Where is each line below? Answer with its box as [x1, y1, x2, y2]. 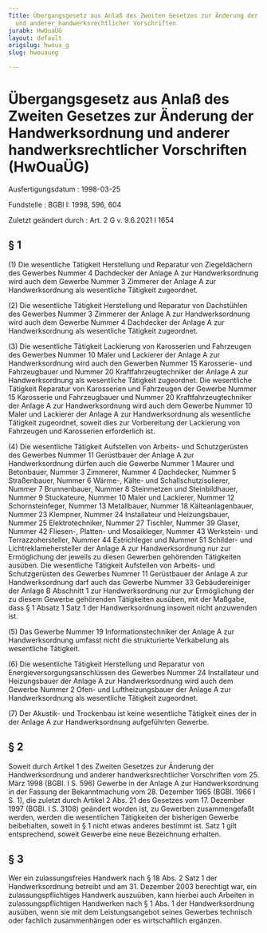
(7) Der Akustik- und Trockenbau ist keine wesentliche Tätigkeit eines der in [8, 708, 257, 718]
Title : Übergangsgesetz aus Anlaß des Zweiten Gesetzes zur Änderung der [8, 11, 259, 20]
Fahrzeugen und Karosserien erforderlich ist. [8, 426, 155, 436]
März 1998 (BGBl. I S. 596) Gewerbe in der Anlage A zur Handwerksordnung [8, 778, 259, 788]
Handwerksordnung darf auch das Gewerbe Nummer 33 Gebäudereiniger [8, 577, 251, 587]
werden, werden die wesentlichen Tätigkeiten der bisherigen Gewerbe [8, 812, 239, 822]
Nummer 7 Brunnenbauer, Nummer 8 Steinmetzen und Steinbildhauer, [8, 484, 238, 493]
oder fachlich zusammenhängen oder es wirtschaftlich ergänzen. [8, 915, 222, 926]
